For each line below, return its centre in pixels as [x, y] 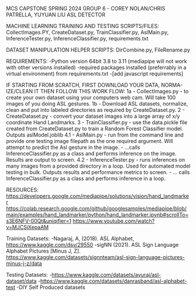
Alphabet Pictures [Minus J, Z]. [43, 251]
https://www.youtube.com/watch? [114, 221]
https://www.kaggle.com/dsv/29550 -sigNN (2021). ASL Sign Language [92, 245]
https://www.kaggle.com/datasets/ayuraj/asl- [106, 275]
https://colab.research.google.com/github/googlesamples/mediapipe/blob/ [97, 208]
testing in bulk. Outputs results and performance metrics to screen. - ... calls [98, 172]
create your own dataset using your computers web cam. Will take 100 [91, 97]
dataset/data [21, 281]
